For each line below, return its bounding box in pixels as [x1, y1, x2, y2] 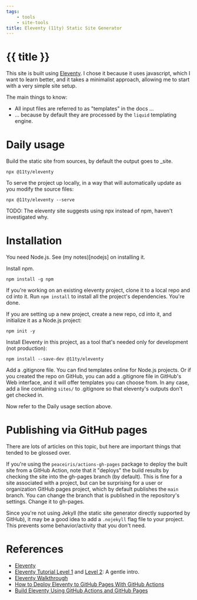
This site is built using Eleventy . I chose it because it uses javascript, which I [6, 70, 191, 77]
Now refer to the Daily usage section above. [6, 403, 113, 410]
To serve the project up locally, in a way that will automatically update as [6, 179, 182, 186]
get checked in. [6, 392, 44, 399]
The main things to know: [6, 94, 68, 101]
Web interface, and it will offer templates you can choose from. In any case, [6, 379, 189, 386]
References [6, 542, 64, 556]
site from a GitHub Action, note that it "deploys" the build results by [6, 467, 169, 474]
